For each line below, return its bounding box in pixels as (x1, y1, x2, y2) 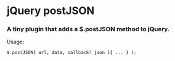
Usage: (7, 38, 24, 45)
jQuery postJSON (7, 4, 95, 18)
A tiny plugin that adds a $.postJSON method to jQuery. (7, 25, 170, 33)
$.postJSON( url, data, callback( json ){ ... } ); (7, 50, 137, 56)
